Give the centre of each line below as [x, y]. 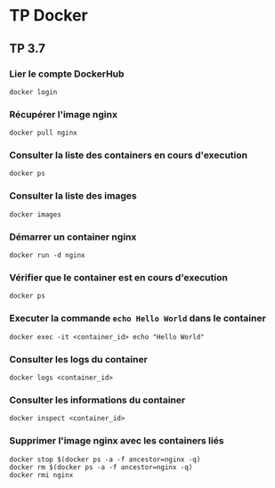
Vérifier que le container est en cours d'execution [119, 277]
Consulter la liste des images [73, 196]
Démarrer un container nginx [73, 237]
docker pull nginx [43, 133]
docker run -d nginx [48, 256]
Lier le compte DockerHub [67, 74]
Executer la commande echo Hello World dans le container [138, 319]
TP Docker [49, 16]
